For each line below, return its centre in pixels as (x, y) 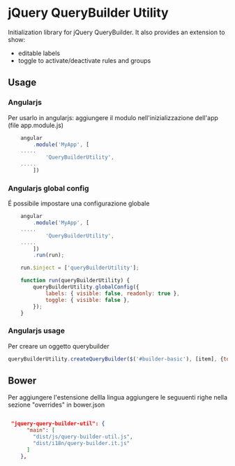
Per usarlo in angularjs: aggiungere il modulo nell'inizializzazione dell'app (113, 117)
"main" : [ (40, 430)
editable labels (39, 53)
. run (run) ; (49, 255)
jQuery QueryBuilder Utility (89, 13)
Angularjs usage (37, 331)
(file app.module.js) (36, 125)
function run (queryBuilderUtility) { (75, 281)
